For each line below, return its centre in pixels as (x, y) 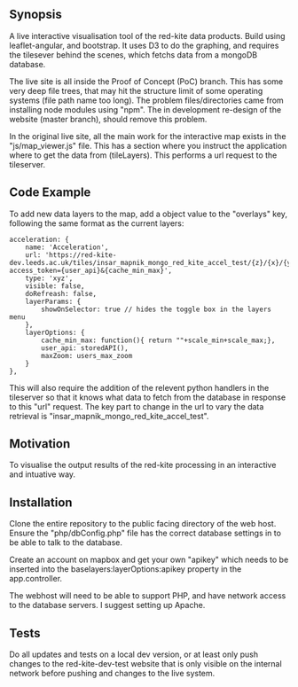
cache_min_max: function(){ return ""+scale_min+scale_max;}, (158, 340)
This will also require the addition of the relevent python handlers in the (139, 387)
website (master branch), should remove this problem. (108, 119)
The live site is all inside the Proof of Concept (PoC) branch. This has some (146, 81)
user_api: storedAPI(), (85, 348)
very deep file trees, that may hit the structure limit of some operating (136, 90)
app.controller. (36, 579)
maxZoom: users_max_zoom (87, 355)
